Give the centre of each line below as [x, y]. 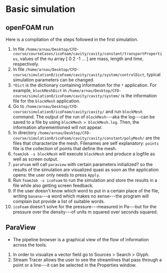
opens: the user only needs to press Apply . [57, 175]
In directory [25, 133]
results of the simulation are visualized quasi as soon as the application [85, 170]
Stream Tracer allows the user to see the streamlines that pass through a [87, 260]
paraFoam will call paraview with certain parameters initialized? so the [83, 164]
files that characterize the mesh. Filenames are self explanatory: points [86, 143]
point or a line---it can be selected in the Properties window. [75, 265]
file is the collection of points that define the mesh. [65, 148]
